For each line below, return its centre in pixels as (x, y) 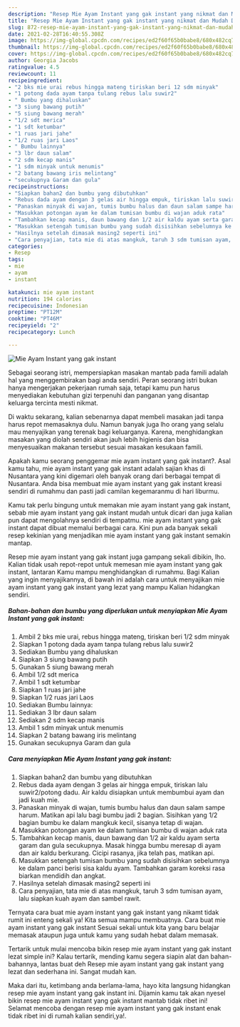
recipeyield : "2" (34, 325)
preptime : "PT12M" (35, 312)
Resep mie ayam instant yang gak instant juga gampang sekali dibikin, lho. (117, 557)
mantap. (20, 542)
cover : (18, 54)
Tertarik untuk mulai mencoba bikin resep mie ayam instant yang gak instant (120, 948)
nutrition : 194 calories (45, 299)
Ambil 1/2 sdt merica (48, 674)
